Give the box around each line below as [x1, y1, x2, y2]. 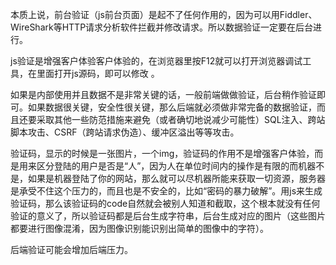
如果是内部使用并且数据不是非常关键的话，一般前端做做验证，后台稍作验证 [10, 89, 317, 100]
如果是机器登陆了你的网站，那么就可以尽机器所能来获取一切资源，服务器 [27, 173, 326, 184]
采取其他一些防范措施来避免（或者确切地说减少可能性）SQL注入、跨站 [36, 114, 326, 125]
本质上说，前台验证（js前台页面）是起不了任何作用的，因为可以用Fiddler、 [10, 9, 318, 20]
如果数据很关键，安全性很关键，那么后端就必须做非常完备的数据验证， [27, 101, 317, 113]
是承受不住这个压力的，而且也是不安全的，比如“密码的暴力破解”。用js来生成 [10, 185, 323, 197]
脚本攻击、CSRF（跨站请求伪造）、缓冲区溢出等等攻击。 [10, 126, 240, 138]
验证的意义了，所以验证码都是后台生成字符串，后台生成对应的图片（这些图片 [10, 210, 326, 222]
